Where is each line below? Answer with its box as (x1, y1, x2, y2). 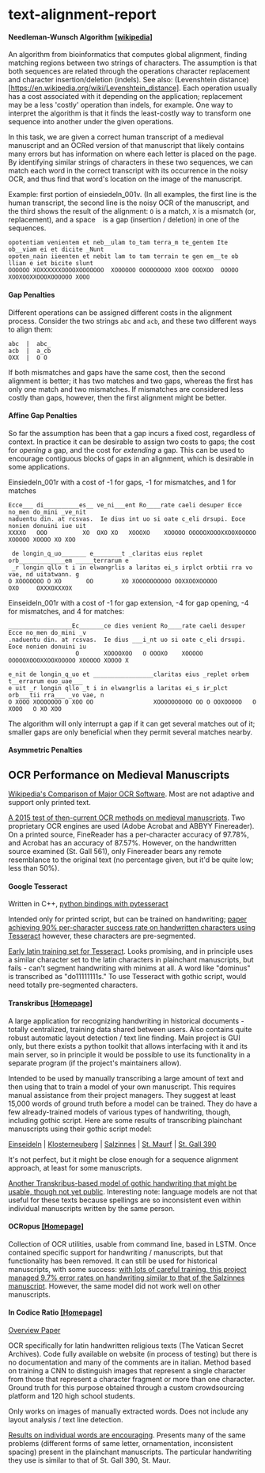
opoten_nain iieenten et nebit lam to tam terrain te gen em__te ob (8, 252, 239, 260)
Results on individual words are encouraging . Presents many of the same (8, 1430, 246, 1440)
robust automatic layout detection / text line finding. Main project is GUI (8, 1033, 240, 1042)
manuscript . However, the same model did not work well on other (8, 1281, 221, 1291)
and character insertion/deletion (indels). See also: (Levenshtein (8, 75, 218, 85)
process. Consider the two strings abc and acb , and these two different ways (8, 316, 257, 325)
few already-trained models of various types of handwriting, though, (8, 1107, 231, 1117)
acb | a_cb (8, 347, 51, 355)
